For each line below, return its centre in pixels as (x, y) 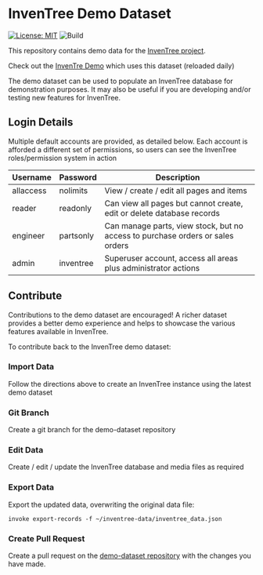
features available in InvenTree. (58, 331)
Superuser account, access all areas (171, 258)
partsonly (76, 235)
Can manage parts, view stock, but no (174, 226)
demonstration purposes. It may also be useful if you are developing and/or (130, 89)
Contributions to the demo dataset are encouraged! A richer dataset (117, 315)
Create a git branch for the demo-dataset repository (92, 430)
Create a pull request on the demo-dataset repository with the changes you (130, 556)
